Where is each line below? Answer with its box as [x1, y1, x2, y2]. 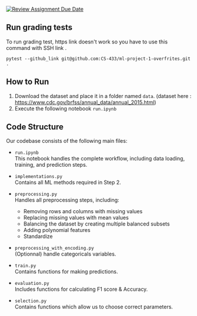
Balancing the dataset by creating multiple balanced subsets [23, 220, 170, 227]
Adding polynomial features [23, 227, 91, 234]
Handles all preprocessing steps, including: [14, 197, 119, 204]
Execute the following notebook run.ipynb [14, 105, 116, 112]
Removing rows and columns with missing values [23, 208, 143, 215]
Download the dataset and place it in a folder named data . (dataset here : [14, 92, 192, 99]
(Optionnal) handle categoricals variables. [14, 250, 116, 258]
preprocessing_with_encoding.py [14, 246, 94, 251]
